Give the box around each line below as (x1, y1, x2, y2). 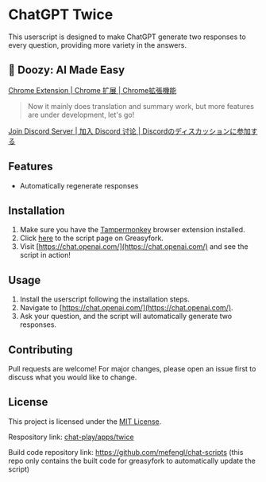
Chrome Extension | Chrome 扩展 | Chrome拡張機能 (8, 85, 177, 95)
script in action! (19, 251, 71, 260)
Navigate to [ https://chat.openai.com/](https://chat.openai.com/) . (19, 303, 233, 313)
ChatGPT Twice (8, 6, 114, 24)
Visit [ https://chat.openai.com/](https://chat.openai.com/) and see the (19, 242, 249, 251)
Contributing (8, 343, 73, 356)
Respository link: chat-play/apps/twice (8, 432, 134, 441)
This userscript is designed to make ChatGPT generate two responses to (8, 32, 246, 41)
